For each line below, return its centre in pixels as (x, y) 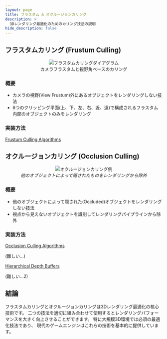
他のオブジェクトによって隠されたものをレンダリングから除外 (84, 175)
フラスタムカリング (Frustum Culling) (63, 50)
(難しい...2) (17, 276)
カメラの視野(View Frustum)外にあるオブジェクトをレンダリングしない (85, 95)
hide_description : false (31, 28)
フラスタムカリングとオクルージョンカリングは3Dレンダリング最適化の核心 (82, 306)
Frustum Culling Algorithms (33, 139)
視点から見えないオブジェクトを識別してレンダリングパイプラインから (84, 214)
